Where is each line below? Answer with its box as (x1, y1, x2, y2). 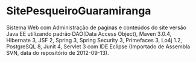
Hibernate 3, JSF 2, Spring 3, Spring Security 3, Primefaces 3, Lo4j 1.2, (6, 36, 183, 44)
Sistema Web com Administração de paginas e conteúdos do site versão (6, 24, 187, 31)
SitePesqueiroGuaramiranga (6, 4, 151, 18)
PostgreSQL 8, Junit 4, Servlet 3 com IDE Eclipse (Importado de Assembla (6, 43, 191, 50)
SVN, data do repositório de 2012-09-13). (6, 49, 110, 56)
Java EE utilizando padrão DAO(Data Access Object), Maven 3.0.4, (6, 30, 172, 37)
